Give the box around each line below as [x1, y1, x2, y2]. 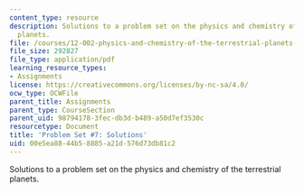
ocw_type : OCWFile [9, 88, 79, 97]
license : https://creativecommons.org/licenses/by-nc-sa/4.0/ [9, 80, 249, 89]
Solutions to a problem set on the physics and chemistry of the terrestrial [9, 163, 281, 174]
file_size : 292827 [9, 47, 79, 56]
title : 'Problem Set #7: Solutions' [9, 131, 147, 140]
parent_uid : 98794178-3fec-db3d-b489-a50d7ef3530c [9, 114, 204, 123]
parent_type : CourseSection [9, 106, 116, 115]
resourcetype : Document [9, 123, 100, 132]
